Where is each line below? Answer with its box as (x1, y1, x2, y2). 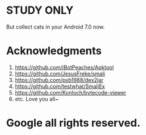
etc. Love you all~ (14, 95, 59, 102)
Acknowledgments (6, 44, 102, 58)
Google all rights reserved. (6, 117, 141, 130)
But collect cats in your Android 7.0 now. (6, 23, 105, 30)
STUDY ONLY (6, 4, 74, 17)
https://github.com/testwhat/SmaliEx (14, 83, 105, 90)
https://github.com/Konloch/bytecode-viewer (14, 89, 126, 96)
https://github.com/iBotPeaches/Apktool (14, 64, 114, 71)
